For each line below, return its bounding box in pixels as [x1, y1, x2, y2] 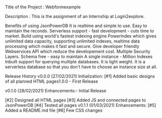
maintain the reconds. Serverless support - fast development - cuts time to [5, 28, 154, 33]
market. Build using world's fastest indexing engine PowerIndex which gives [5, 33, 157, 39]
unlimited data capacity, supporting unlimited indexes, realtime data [5, 38, 140, 44]
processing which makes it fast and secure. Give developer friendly [5, 44, 139, 49]
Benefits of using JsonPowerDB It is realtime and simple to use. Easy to [5, 23, 147, 29]
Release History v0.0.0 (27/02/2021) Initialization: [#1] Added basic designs [5, 74, 155, 79]
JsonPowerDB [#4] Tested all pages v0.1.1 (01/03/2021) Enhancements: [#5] [5, 103, 156, 108]
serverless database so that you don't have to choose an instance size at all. [5, 64, 158, 70]
